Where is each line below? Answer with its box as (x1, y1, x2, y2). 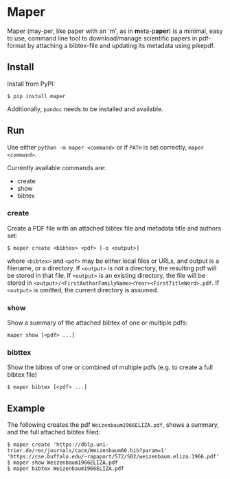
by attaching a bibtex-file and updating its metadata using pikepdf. (27, 41, 215, 49)
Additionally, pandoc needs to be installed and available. (7, 104, 163, 113)
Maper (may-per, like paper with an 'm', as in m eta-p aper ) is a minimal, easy (7, 27, 223, 35)
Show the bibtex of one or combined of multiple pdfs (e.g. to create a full (7, 363, 213, 371)
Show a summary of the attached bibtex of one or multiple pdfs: (7, 318, 188, 327)
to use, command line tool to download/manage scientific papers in (7, 34, 198, 42)
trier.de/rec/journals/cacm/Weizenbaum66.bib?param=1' (7, 447, 168, 454)
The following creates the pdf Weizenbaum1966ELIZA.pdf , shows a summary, (7, 421, 220, 429)
